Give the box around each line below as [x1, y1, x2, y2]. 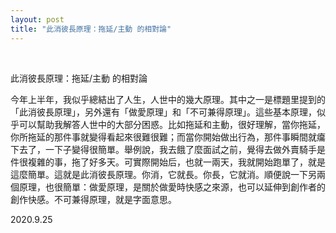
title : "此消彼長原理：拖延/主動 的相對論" [10, 24, 172, 34]
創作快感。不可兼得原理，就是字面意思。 [10, 193, 177, 205]
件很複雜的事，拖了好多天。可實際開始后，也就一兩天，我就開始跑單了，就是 [10, 156, 326, 168]
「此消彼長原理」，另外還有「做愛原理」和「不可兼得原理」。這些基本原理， [10, 106, 317, 118]
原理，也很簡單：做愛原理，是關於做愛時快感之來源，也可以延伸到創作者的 [18, 181, 326, 193]
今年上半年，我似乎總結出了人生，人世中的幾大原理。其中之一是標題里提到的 [10, 93, 326, 105]
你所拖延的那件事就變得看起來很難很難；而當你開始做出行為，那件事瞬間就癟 [10, 131, 326, 143]
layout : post [10, 14, 65, 25]
